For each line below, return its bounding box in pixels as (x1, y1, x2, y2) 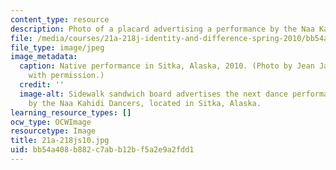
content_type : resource (10, 14, 110, 25)
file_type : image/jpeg (10, 42, 105, 53)
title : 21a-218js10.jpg (10, 136, 110, 146)
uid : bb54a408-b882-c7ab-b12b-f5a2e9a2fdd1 (10, 145, 195, 155)
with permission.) (28, 71, 105, 81)
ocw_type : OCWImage (10, 117, 92, 127)
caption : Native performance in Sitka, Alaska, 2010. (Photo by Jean (19, 61, 315, 71)
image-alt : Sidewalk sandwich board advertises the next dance (19, 89, 288, 99)
